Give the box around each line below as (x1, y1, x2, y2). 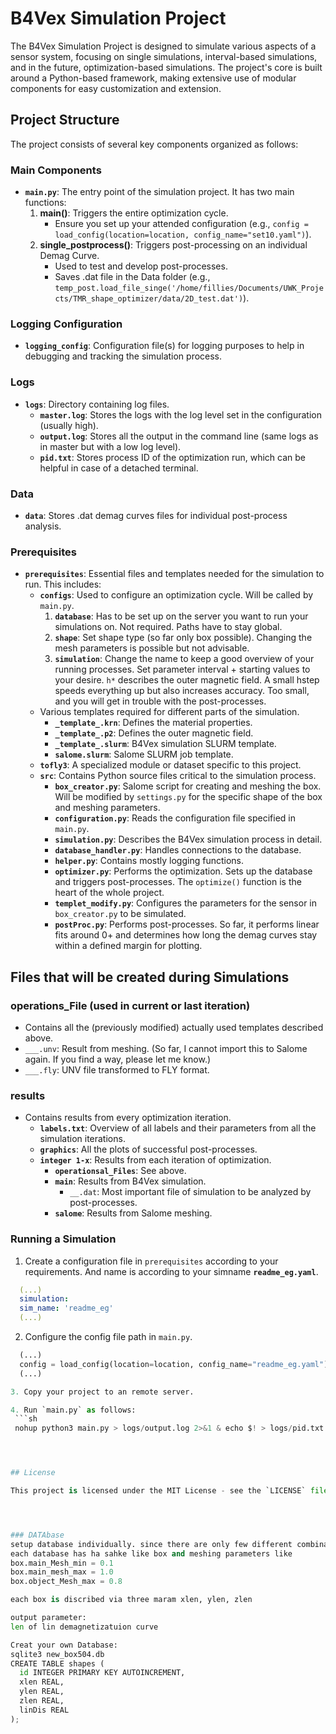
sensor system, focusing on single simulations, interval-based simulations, (10, 50, 318, 62)
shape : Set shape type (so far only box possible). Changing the (54, 632, 313, 644)
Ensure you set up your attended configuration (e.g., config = (54, 218, 309, 230)
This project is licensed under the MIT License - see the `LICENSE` (10, 1486, 307, 1496)
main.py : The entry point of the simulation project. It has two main (24, 186, 295, 198)
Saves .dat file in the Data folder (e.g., (54, 271, 211, 283)
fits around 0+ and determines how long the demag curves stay (54, 929, 318, 941)
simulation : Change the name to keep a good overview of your (54, 653, 315, 665)
